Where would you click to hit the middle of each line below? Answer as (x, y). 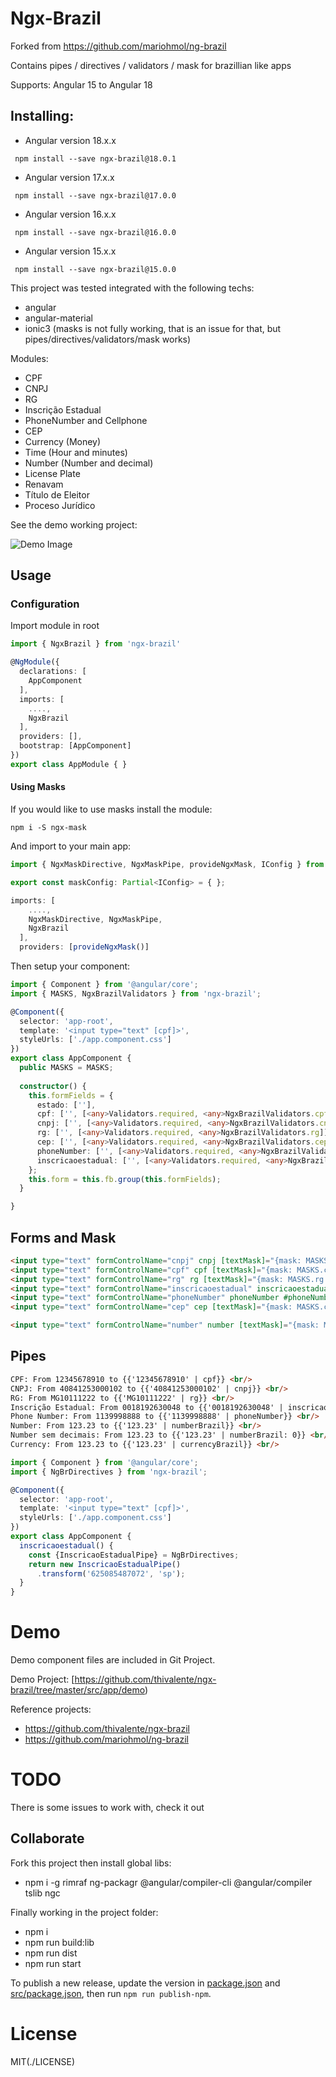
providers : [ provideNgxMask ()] (84, 947)
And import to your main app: (71, 846)
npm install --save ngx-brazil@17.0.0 (95, 195)
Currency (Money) (63, 441)
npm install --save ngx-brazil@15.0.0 (95, 269)
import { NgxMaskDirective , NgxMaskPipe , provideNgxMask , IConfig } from (167, 865)
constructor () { (53, 1086)
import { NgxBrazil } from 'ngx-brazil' (96, 644)
